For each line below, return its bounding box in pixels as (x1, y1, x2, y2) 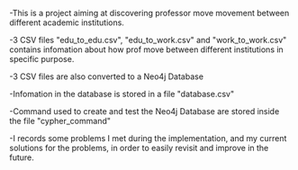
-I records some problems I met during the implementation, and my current (9, 133, 287, 143)
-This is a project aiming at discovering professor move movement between (9, 8, 290, 18)
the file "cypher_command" (9, 116, 111, 126)
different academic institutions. (9, 17, 124, 28)
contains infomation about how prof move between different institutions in (9, 44, 284, 55)
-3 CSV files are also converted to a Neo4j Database (9, 71, 204, 82)
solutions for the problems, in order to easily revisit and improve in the (9, 143, 269, 153)
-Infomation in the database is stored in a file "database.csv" (9, 89, 235, 99)
